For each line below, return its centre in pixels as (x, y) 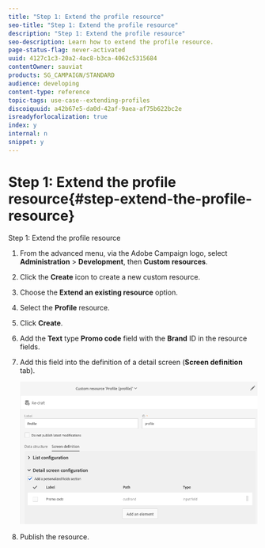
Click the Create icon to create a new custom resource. (110, 276)
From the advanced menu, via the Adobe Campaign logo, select (123, 253)
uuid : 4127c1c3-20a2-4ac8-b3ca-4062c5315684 (83, 59)
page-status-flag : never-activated (67, 50)
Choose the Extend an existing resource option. (98, 292)
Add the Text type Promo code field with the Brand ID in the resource (133, 338)
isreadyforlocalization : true (58, 117)
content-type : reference (49, 92)
